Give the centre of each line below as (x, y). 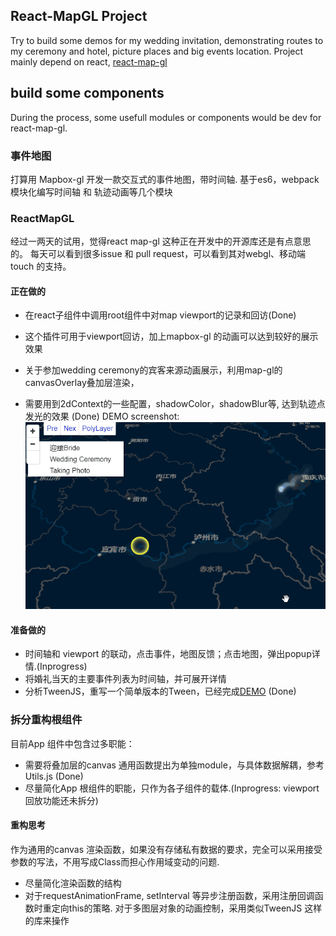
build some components (87, 93)
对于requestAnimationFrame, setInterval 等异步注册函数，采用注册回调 (169, 895)
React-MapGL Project (79, 16)
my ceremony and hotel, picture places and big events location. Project (157, 51)
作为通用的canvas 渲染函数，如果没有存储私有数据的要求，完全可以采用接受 (166, 849)
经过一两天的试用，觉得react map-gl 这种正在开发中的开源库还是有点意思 (161, 241)
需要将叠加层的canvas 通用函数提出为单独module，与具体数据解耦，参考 (174, 765)
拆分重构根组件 (46, 720)
